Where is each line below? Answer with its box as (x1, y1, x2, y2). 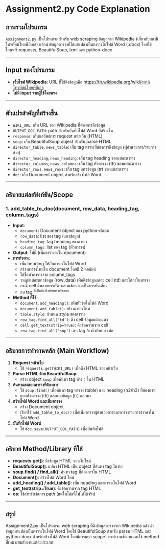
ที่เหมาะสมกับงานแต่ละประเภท (5, 539, 53, 545)
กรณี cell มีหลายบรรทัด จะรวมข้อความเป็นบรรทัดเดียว (20, 283, 108, 289)
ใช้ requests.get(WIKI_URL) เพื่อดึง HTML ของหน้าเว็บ (20, 365, 118, 371)
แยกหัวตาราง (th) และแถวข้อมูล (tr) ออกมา (20, 392, 91, 398)
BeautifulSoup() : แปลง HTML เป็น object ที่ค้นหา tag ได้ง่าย (12, 463, 123, 469)
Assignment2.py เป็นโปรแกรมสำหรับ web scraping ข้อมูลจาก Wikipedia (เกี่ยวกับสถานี (5, 36, 159, 42)
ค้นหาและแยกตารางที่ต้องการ (12, 382, 59, 388)
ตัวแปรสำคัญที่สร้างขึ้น (5, 109, 58, 117)
